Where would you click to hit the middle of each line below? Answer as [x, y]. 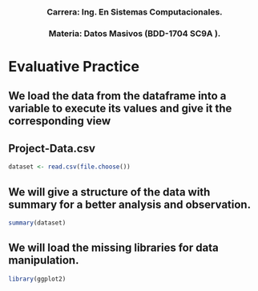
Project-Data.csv [52, 148]
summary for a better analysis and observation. [129, 204]
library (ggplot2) [37, 279]
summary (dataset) [37, 223]
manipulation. [44, 260]
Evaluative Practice [74, 67]
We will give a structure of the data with [109, 192]
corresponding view [60, 121]
